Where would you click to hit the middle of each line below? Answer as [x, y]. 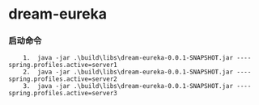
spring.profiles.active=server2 [63, 79]
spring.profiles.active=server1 [63, 65]
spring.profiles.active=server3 [63, 94]
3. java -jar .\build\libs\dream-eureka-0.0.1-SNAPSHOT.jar [128, 86]
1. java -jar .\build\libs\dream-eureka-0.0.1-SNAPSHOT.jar [128, 58]
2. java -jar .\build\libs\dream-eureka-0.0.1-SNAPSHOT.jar [128, 72]
